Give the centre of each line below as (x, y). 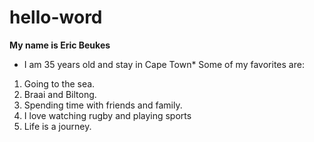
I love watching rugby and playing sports (107, 115)
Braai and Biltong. (60, 94)
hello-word (56, 17)
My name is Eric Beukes (60, 45)
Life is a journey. (57, 126)
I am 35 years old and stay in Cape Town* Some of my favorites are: (164, 64)
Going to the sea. (59, 83)
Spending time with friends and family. (103, 105)
